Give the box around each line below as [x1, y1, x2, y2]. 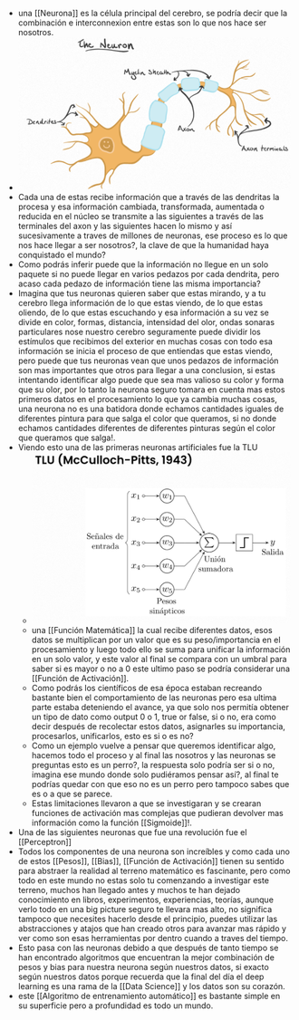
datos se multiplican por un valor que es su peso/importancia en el [31, 634, 281, 646]
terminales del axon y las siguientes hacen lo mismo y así [17, 220, 233, 231]
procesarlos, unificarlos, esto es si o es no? [31, 731, 194, 742]
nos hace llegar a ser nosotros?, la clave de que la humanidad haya [17, 239, 269, 250]
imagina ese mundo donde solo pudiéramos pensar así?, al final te [31, 769, 279, 780]
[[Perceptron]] [17, 837, 72, 848]
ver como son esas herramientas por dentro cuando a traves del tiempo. [17, 933, 288, 944]
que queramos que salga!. [17, 432, 116, 443]
